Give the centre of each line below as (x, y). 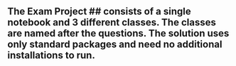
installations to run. (52, 55)
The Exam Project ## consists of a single (99, 12)
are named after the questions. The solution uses (118, 33)
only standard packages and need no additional (115, 45)
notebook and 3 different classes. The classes (112, 23)
